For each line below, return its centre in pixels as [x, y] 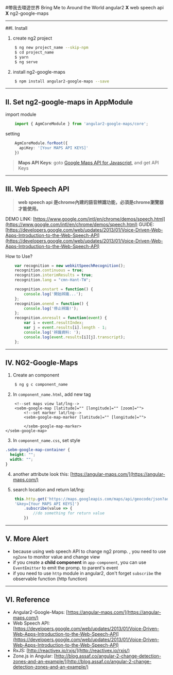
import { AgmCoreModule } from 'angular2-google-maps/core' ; [81, 124]
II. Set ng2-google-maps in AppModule [69, 102]
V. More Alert [27, 539]
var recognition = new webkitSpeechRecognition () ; [70, 266]
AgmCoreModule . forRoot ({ [41, 143]
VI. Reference [28, 600]
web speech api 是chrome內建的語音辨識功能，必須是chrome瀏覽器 [91, 202]
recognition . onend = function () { [51, 304]
